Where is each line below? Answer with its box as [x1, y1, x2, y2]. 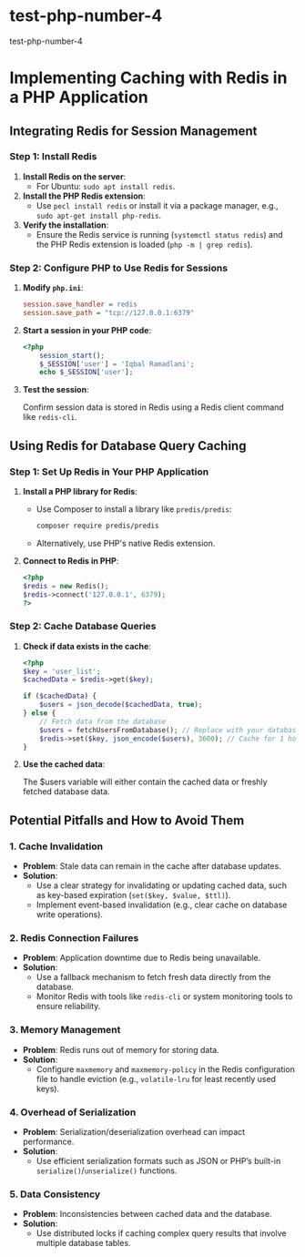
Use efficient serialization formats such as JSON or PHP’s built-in [36, 1156, 281, 1167]
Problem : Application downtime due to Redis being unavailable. [22, 953, 261, 964]
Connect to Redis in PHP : [22, 555, 119, 566]
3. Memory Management [9, 1024, 121, 1037]
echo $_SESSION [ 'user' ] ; [39, 368, 134, 377]
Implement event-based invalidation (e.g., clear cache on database [36, 899, 288, 911]
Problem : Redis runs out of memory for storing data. [22, 1044, 220, 1055]
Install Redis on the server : [22, 170, 127, 182]
